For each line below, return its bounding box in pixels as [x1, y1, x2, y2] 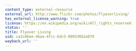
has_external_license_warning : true [5, 16, 79, 21]
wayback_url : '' [5, 39, 38, 44]
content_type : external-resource [5, 7, 73, 12]
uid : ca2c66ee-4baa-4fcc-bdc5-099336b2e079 [5, 34, 95, 39]
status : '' [5, 25, 27, 30]
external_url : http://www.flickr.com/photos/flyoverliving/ [5, 12, 130, 17]
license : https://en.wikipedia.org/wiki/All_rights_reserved [5, 20, 132, 26]
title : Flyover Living [5, 30, 51, 34]
